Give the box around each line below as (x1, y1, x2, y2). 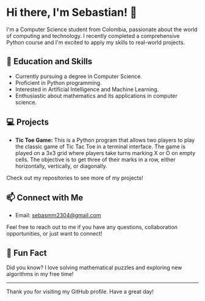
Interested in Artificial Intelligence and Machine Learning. (15, 85, 159, 93)
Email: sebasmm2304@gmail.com (15, 212, 101, 219)
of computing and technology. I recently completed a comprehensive (6, 32, 180, 39)
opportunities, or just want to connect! (6, 230, 103, 238)
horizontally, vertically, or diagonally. (15, 162, 108, 170)
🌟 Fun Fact (6, 247, 47, 258)
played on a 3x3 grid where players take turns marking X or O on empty (15, 149, 196, 156)
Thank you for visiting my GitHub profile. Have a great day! (6, 288, 154, 296)
